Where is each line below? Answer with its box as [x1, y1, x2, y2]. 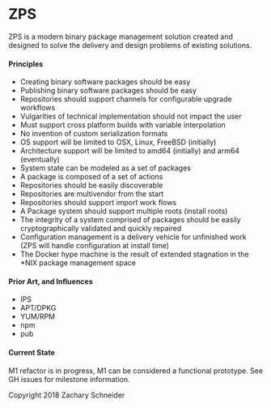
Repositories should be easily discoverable [19, 180, 163, 191]
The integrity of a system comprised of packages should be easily [19, 215, 241, 225]
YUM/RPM [19, 311, 56, 321]
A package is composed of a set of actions [19, 172, 163, 182]
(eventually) [19, 155, 61, 165]
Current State [8, 347, 55, 357]
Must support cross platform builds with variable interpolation [19, 120, 227, 130]
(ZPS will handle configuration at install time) [19, 241, 170, 251]
